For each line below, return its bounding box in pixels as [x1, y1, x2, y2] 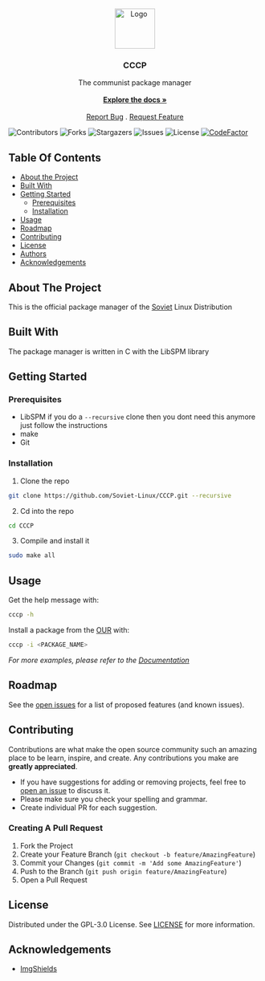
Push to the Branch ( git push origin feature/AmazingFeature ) [19, 866, 227, 876]
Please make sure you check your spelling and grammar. [19, 794, 208, 804]
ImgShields [19, 964, 58, 974]
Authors [19, 249, 47, 258]
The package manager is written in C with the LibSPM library [8, 346, 210, 356]
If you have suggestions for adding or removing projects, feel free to [19, 777, 247, 787]
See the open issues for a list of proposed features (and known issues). [8, 699, 245, 710]
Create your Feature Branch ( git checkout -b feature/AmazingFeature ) [19, 849, 256, 859]
